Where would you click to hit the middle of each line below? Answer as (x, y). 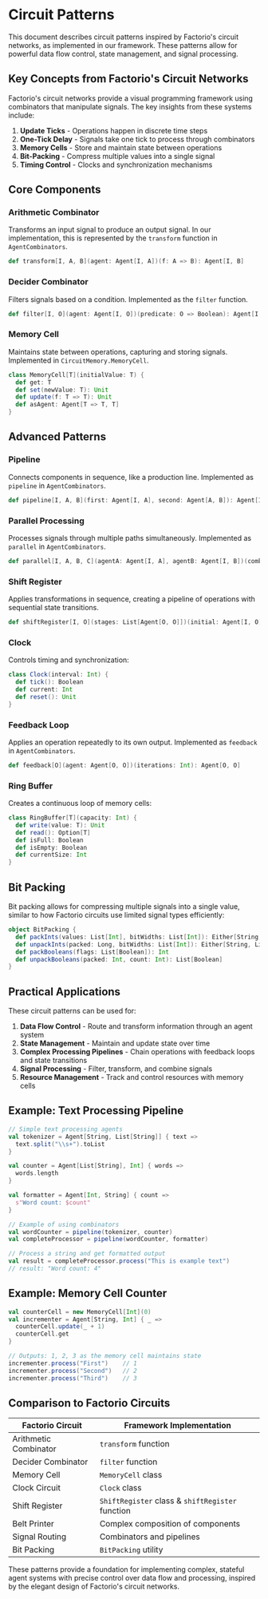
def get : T (33, 382)
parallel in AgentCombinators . (57, 546)
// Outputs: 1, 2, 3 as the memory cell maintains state (105, 1356)
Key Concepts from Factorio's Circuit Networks (128, 79)
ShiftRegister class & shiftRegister (168, 1501)
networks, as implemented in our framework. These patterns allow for (123, 45)
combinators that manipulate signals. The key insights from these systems (130, 106)
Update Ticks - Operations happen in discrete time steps (114, 130)
